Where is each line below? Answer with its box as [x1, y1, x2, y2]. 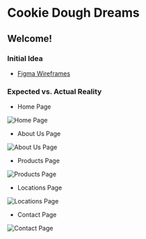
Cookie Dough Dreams [7, 5, 140, 21]
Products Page [17, 157, 60, 165]
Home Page [17, 102, 51, 111]
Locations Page [17, 183, 63, 192]
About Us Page [17, 130, 61, 138]
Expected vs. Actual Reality [7, 86, 102, 96]
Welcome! [7, 33, 52, 45]
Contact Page [17, 210, 57, 219]
